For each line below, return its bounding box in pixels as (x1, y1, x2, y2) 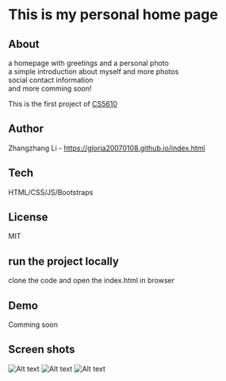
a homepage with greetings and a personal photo (8, 58, 169, 68)
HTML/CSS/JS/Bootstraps (8, 187, 94, 196)
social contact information (8, 76, 94, 84)
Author (8, 122, 44, 136)
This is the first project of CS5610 (8, 99, 117, 108)
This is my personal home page (8, 6, 218, 24)
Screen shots (8, 343, 75, 356)
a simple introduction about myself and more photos (8, 67, 179, 76)
